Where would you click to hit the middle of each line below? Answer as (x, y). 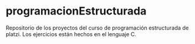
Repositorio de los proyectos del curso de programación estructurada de (97, 28)
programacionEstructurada (76, 11)
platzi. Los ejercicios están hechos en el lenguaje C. (71, 34)
